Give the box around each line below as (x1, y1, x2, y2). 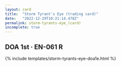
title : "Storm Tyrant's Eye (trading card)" (5, 12, 98, 16)
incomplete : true (5, 25, 40, 30)
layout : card (5, 7, 31, 12)
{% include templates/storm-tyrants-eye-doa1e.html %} (5, 55, 116, 61)
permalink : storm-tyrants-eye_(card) (5, 20, 81, 26)
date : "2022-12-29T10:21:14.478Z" (5, 16, 79, 21)
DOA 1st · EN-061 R (5, 43, 63, 51)
